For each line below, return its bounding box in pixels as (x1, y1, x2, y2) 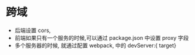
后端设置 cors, (14, 27, 51, 34)
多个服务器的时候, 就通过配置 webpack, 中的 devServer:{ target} (14, 42, 177, 49)
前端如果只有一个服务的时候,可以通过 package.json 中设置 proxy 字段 (14, 34, 189, 41)
